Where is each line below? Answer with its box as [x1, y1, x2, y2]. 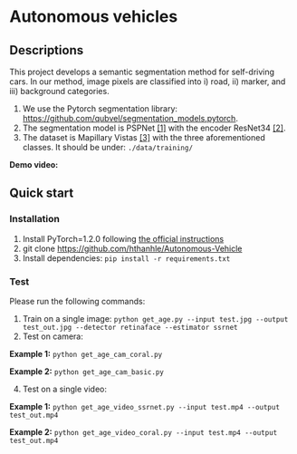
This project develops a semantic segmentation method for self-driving [9, 66, 274, 77]
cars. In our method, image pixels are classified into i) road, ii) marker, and [9, 76, 286, 87]
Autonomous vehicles [9, 6, 178, 27]
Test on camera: [22, 331, 83, 342]
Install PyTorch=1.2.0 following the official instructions [22, 233, 225, 244]
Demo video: [9, 159, 59, 169]
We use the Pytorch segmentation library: [22, 103, 178, 114]
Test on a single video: [22, 383, 107, 394]
